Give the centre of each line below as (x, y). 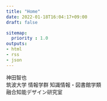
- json (14, 60)
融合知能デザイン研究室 (34, 92)
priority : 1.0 (30, 39)
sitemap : (17, 33)
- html (14, 49)
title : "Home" (23, 11)
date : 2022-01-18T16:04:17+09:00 (47, 17)
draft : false (22, 22)
